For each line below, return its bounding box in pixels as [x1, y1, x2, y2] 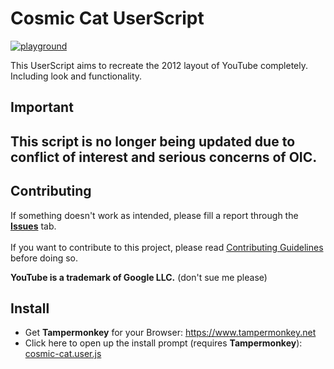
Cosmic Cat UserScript [10, 7, 205, 30]
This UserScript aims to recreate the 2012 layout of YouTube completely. [10, 59, 309, 71]
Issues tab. [10, 220, 57, 232]
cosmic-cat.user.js [24, 348, 102, 360]
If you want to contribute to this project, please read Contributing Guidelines [10, 241, 324, 253]
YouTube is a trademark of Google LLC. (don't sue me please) [10, 271, 268, 283]
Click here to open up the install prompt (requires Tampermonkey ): [24, 337, 303, 349]
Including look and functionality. [10, 70, 143, 82]
